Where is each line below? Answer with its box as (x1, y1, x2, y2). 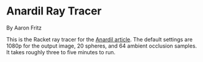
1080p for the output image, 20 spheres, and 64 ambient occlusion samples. (6, 42, 197, 49)
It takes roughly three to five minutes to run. (6, 48, 116, 55)
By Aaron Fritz (6, 24, 42, 31)
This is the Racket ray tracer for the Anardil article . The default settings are (6, 36, 193, 43)
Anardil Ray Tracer (6, 4, 102, 18)
